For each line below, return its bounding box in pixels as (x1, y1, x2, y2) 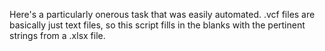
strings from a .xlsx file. (9, 30, 106, 41)
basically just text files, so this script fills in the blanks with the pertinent (9, 19, 306, 31)
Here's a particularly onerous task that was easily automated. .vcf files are (9, 9, 316, 20)
